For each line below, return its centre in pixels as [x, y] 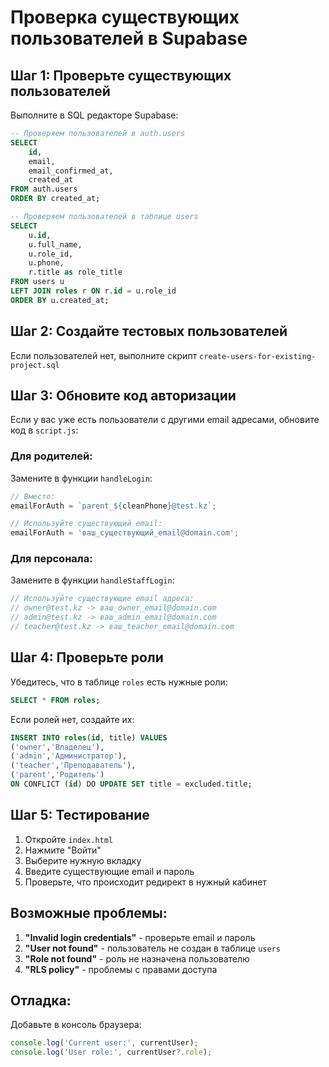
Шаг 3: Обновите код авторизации [123, 395]
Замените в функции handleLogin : [81, 478]
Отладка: [41, 1000]
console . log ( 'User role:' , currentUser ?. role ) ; [111, 1052]
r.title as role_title [75, 272]
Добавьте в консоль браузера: [76, 1025]
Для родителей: [51, 456]
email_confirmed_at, [71, 171]
